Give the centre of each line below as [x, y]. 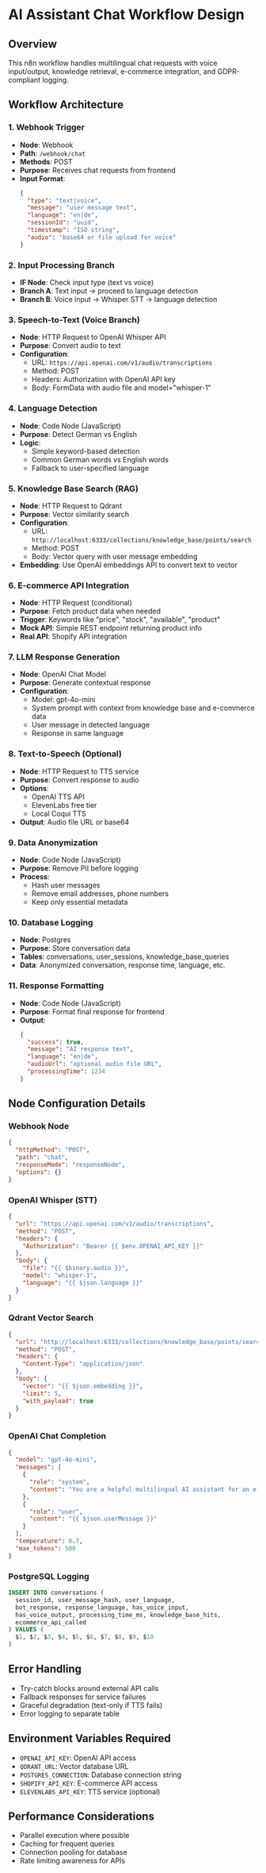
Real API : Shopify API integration [73, 636]
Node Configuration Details [77, 1104]
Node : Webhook [46, 145]
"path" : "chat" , [42, 1157]
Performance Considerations [81, 1817]
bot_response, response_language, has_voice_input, [103, 1607]
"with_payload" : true [58, 1401]
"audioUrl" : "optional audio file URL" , [95, 1064]
